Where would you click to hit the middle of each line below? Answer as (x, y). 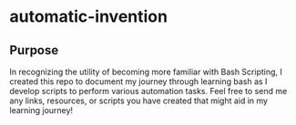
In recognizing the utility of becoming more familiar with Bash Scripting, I (146, 72)
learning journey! (41, 110)
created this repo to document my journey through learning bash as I (138, 82)
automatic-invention (89, 17)
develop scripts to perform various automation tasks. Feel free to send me (148, 91)
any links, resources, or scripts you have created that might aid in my (139, 101)
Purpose (34, 50)
